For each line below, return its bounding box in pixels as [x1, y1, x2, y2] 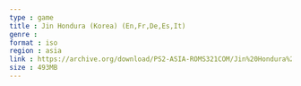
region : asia [9, 47, 63, 56]
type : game [9, 13, 54, 22]
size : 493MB [9, 64, 58, 73]
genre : [9, 30, 39, 39]
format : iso [9, 38, 58, 47]
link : [9, 55, 34, 64]
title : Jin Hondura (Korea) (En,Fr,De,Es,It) [9, 21, 186, 30]
